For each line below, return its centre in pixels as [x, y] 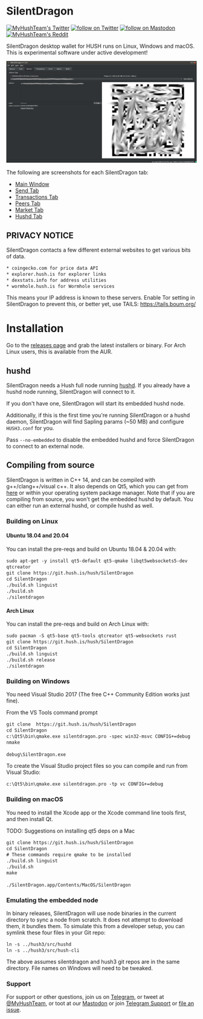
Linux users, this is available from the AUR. [60, 352]
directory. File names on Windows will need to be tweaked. [79, 968]
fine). [13, 701]
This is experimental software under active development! [77, 52]
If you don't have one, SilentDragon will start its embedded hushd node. [96, 403]
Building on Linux [32, 521]
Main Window [32, 184]
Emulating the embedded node [52, 900]
